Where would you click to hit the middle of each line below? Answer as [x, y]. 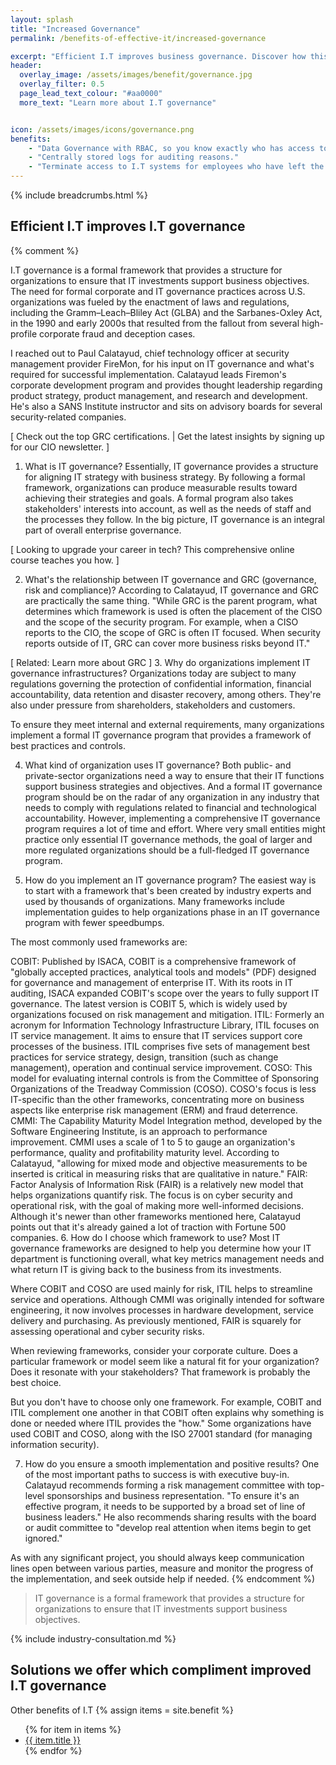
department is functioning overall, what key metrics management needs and [167, 1258]
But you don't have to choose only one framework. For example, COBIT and [166, 1402]
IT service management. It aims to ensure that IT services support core [156, 1035]
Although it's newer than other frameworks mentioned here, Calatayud [155, 1216]
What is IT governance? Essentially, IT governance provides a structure [171, 466]
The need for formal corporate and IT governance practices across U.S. [158, 291]
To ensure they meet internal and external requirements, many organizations [167, 724]
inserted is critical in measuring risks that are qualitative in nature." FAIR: [159, 1173]
